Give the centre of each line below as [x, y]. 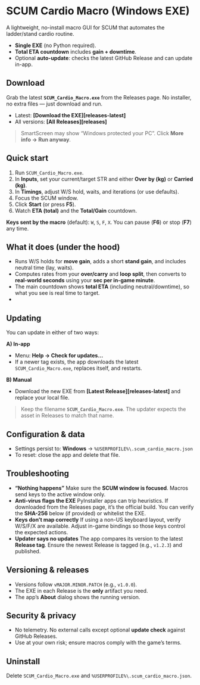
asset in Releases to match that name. [67, 416]
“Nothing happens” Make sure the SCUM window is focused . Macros [101, 488]
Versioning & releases [48, 570]
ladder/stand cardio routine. [40, 33]
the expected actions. [41, 532]
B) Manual [19, 380]
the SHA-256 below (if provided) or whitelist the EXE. [80, 513]
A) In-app [18, 344]
